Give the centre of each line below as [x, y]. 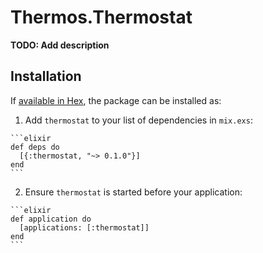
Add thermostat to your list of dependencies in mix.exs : [138, 120]
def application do [51, 219]
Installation [46, 76]
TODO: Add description [60, 45]
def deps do [35, 147]
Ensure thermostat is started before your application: [133, 192]
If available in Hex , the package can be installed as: [116, 100]
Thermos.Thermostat [101, 17]
